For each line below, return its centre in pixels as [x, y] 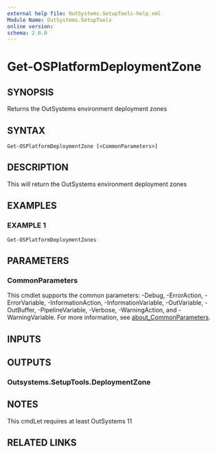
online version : [30, 26]
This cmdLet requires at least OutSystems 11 [70, 421]
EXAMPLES [32, 206]
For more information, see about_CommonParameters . [134, 317]
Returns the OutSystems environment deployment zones [87, 109]
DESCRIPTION [38, 167]
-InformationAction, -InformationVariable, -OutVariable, [126, 303]
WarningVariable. [32, 317]
